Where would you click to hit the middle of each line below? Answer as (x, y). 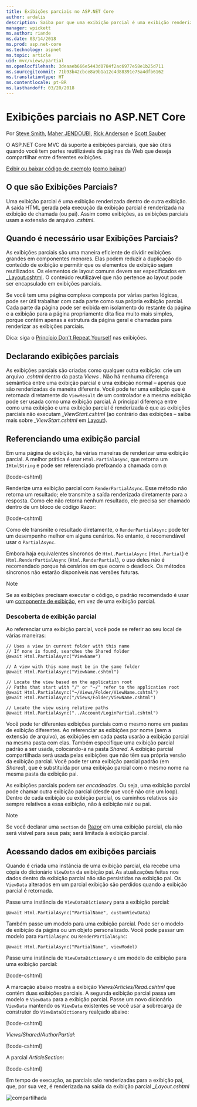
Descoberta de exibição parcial (51, 616)
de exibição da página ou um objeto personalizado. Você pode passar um (95, 930)
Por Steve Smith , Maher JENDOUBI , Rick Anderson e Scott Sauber (86, 133)
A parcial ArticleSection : (35, 1058)
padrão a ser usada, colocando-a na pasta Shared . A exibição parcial (90, 749)
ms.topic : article (28, 55)
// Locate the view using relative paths (57, 708)
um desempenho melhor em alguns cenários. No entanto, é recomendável (96, 536)
